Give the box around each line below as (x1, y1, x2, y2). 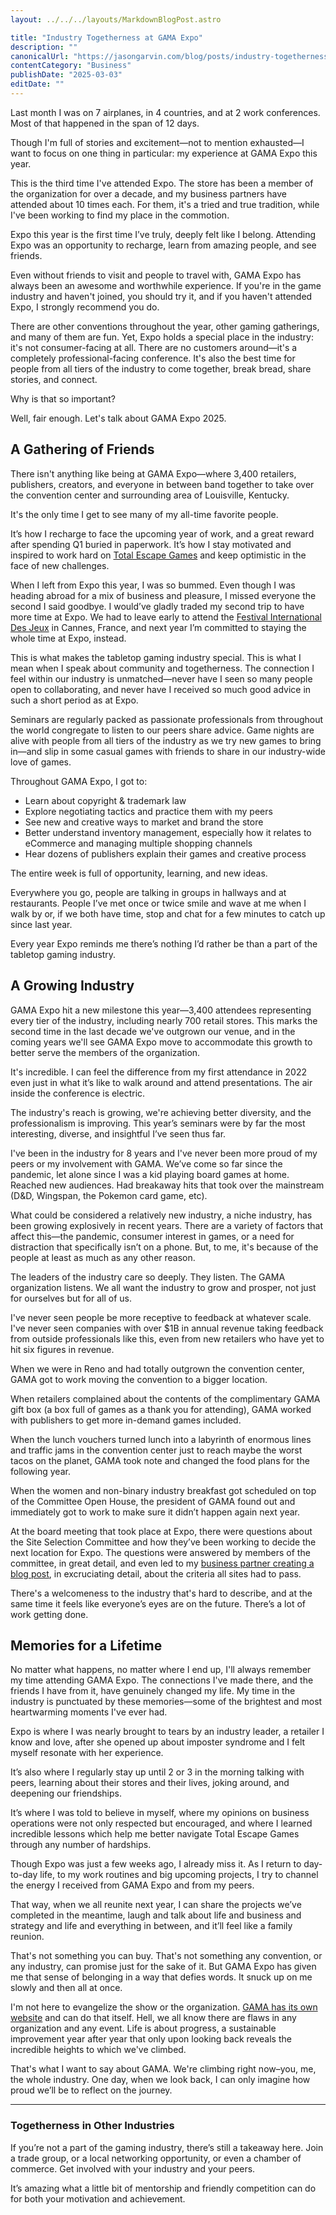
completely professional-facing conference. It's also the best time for (10, 352, 296, 364)
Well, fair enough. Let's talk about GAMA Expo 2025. (10, 412, 227, 424)
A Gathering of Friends (10, 441, 155, 458)
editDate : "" (10, 79, 65, 90)
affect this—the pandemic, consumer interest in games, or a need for (10, 1230, 295, 1242)
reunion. (10, 1931, 45, 1943)
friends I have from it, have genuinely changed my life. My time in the (10, 1685, 296, 1697)
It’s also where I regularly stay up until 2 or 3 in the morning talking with (10, 1766, 305, 1778)
